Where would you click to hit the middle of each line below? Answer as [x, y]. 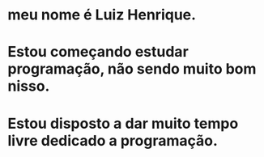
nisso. [29, 86]
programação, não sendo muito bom [132, 69]
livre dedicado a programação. [113, 140]
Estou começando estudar [98, 52]
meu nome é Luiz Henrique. [102, 15]
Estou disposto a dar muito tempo [123, 123]
